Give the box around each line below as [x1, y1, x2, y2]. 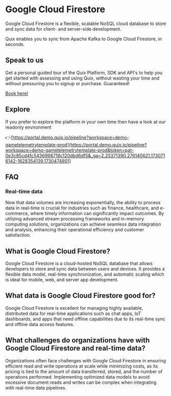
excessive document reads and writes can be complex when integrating [5, 379, 157, 385]
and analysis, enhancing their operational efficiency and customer [5, 227, 144, 233]
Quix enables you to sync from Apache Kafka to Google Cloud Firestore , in [5, 36, 162, 42]
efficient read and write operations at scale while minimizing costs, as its [5, 363, 158, 369]
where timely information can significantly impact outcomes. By [30, 210, 164, 216]
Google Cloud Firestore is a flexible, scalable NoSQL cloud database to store [5, 20, 166, 27]
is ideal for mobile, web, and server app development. [5, 277, 119, 283]
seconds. [5, 41, 25, 47]
